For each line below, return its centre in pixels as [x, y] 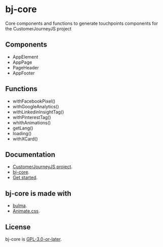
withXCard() [25, 139]
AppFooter [24, 73]
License [18, 227]
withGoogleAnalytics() [36, 106]
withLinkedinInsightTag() [38, 112]
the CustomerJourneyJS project [38, 28]
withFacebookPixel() [34, 101]
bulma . [20, 205]
